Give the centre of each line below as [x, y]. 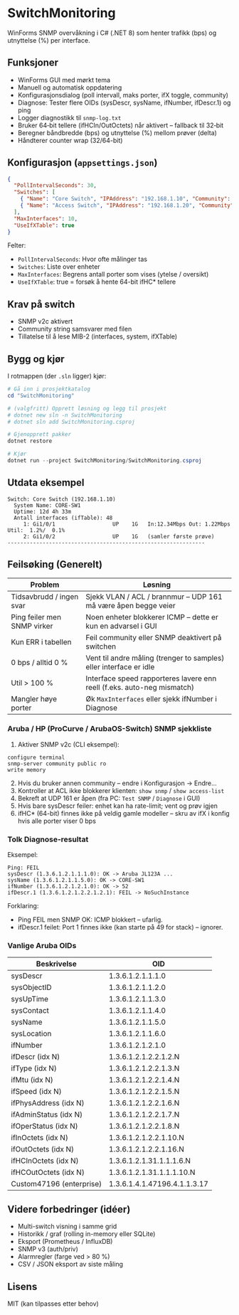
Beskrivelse [56, 964]
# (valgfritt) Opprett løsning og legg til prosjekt [87, 408]
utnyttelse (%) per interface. [49, 40]
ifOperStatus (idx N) [44, 1127]
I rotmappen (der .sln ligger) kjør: [57, 376]
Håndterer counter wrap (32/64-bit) [70, 140]
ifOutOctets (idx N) [43, 1149]
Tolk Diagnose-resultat [48, 839]
